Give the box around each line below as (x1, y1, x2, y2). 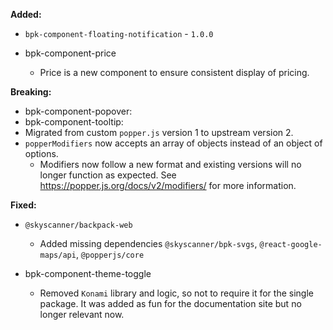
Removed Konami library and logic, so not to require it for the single (39, 287, 314, 299)
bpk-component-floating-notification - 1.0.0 (24, 28, 214, 39)
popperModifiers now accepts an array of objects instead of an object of (24, 137, 323, 149)
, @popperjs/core (75, 249, 145, 260)
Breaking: (10, 86, 52, 98)
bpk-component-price (24, 47, 117, 59)
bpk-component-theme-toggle (24, 268, 152, 279)
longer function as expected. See (39, 169, 177, 181)
